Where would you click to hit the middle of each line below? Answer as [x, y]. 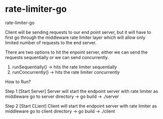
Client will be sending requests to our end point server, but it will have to [78, 32]
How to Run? [18, 82]
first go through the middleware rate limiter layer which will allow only [75, 37]
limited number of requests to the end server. [51, 42]
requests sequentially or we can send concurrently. [57, 57]
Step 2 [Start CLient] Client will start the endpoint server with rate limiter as [81, 106]
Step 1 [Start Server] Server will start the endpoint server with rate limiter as [82, 91]
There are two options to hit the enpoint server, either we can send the [77, 52]
